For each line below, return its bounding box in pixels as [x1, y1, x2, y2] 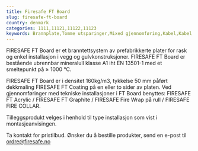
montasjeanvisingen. [6, 120, 57, 127]
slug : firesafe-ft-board [6, 14, 68, 20]
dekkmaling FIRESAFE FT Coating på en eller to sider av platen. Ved [6, 83, 172, 91]
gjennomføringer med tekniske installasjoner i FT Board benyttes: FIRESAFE [6, 90, 191, 97]
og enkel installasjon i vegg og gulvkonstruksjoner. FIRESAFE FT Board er [6, 53, 186, 60]
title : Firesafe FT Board [6, 8, 70, 15]
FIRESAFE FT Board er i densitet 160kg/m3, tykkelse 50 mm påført [6, 78, 168, 85]
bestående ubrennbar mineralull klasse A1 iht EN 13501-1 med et [6, 60, 162, 67]
